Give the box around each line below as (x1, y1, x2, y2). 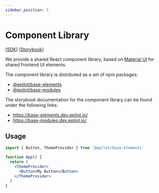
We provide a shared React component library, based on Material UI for (5, 56, 154, 62)
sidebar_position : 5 (5, 7, 49, 13)
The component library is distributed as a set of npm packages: (5, 71, 138, 77)
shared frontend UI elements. (5, 62, 67, 68)
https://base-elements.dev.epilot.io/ (12, 112, 88, 118)
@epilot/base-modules (12, 87, 61, 93)
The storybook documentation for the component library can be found (5, 96, 152, 102)
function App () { (5, 155, 42, 160)
